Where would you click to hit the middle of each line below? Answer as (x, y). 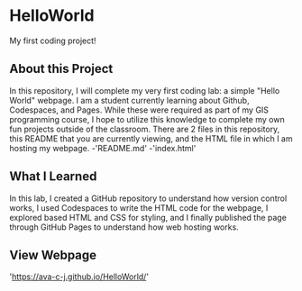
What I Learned (53, 177)
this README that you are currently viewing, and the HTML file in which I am (151, 138)
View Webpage (53, 255)
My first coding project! (53, 41)
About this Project (61, 69)
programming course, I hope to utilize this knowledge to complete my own (147, 119)
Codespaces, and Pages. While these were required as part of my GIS (139, 110)
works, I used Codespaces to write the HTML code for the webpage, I (139, 207)
